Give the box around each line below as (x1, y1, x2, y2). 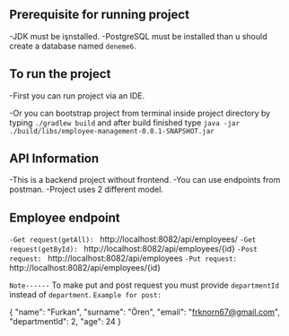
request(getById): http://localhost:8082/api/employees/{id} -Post (9, 244, 258, 254)
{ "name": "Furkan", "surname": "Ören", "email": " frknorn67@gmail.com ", (9, 306, 280, 317)
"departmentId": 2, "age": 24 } (9, 316, 121, 327)
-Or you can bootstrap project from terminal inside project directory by (9, 108, 271, 118)
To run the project (9, 66, 111, 82)
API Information (9, 151, 100, 167)
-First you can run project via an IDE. (9, 90, 145, 101)
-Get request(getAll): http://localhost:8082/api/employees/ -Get (9, 234, 257, 245)
